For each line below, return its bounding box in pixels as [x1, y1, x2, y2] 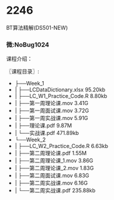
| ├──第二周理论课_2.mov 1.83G [14, 165, 94, 172]
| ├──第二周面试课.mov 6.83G [14, 172, 90, 179]
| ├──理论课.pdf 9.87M [14, 122, 72, 129]
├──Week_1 [14, 80, 45, 87]
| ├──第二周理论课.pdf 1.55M [14, 150, 87, 157]
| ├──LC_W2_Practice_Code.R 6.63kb [14, 143, 109, 150]
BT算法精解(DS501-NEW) [6, 24, 68, 31]
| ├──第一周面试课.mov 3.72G [14, 107, 90, 114]
